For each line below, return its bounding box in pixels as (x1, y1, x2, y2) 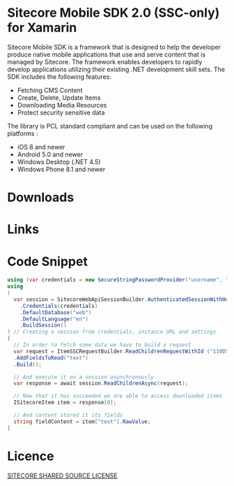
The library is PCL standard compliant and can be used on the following (7, 121, 212, 130)
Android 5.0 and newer (17, 150, 84, 159)
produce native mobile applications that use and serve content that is (7, 50, 206, 59)
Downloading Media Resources (17, 101, 107, 109)
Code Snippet (7, 253, 88, 270)
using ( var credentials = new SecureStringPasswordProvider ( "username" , (7, 277, 223, 283)
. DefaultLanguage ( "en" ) (19, 316, 89, 323)
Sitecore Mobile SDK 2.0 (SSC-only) (7, 5, 220, 21)
